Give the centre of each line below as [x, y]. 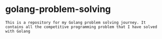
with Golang [18, 31]
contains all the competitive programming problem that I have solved [81, 27]
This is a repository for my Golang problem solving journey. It [75, 22]
